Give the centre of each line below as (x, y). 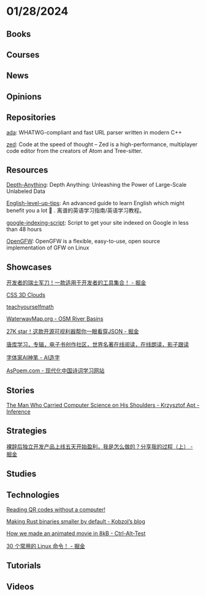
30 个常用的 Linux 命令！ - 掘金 (46, 546)
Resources (27, 170)
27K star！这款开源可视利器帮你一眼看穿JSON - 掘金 (73, 331)
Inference (18, 412)
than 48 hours (24, 229)
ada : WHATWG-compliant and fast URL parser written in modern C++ (94, 132)
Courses (23, 54)
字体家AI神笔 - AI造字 (33, 358)
